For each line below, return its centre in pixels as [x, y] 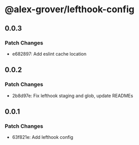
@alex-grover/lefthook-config [70, 9]
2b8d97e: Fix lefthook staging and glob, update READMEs [73, 95]
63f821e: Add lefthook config [43, 137]
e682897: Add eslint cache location [49, 54]
